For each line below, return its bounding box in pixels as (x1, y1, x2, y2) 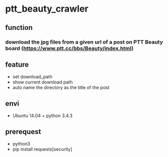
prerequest (5, 127, 41, 136)
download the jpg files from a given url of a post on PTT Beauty (5, 38, 163, 46)
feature (5, 60, 29, 69)
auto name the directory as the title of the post (12, 85, 110, 91)
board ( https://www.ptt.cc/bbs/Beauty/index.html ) (5, 45, 134, 52)
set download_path (12, 74, 53, 80)
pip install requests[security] (12, 146, 72, 152)
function (5, 23, 33, 32)
